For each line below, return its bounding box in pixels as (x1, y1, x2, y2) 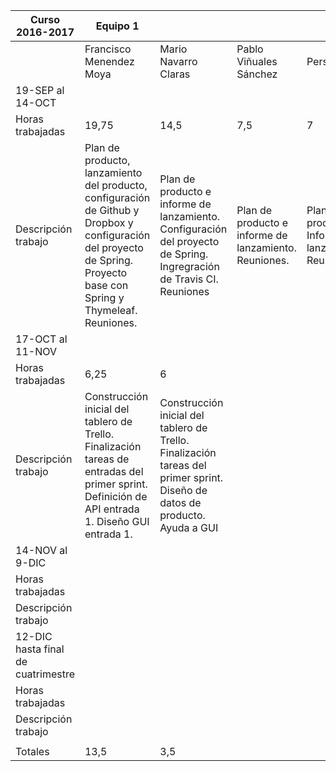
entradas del (84, 465, 144, 478)
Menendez (84, 55, 135, 68)
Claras (159, 67, 191, 81)
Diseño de (159, 484, 208, 497)
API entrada (84, 502, 140, 516)
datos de (159, 496, 202, 509)
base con (84, 279, 129, 292)
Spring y (84, 291, 125, 304)
